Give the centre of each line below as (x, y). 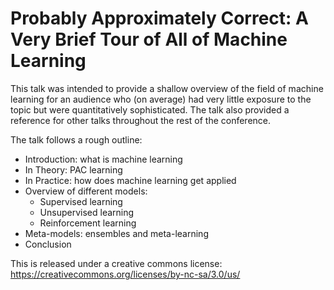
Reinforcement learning (88, 223)
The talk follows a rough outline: (76, 139)
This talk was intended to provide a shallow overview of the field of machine (167, 88)
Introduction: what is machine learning (103, 159)
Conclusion (48, 244)
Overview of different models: (86, 191)
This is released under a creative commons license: (116, 263)
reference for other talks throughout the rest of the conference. (141, 120)
